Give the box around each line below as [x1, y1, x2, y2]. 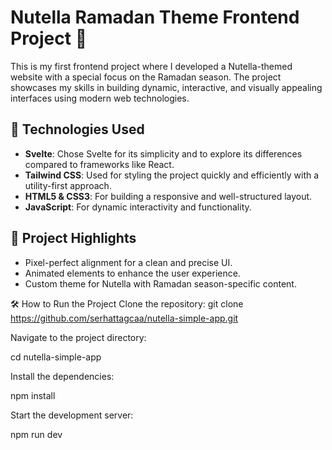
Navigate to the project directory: [10, 331, 147, 343]
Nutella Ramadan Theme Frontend [10, 6, 300, 29]
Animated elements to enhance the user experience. [24, 267, 241, 279]
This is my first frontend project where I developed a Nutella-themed [10, 60, 293, 72]
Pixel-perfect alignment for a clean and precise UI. [24, 256, 233, 268]
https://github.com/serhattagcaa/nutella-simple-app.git [10, 312, 239, 324]
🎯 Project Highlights [10, 230, 137, 247]
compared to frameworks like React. [24, 158, 175, 170]
